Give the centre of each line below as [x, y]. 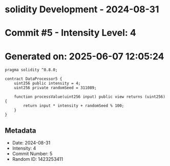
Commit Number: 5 [32, 154]
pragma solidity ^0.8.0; [31, 70]
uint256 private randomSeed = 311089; [55, 88]
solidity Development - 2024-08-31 [82, 9]
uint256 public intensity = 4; [47, 84]
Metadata [20, 130]
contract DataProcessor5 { [34, 79]
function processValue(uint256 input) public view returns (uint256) [90, 97]
